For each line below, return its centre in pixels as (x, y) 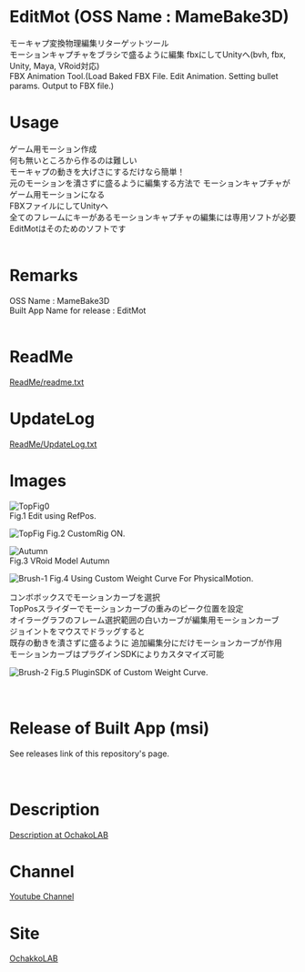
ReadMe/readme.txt (47, 382)
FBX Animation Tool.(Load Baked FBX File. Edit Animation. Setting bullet (144, 76)
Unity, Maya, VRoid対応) (55, 66)
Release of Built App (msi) (110, 728)
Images (38, 481)
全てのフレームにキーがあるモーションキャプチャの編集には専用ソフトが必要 (153, 217)
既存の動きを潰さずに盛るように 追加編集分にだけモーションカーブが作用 (146, 643)
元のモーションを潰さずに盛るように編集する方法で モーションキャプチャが (150, 183)
